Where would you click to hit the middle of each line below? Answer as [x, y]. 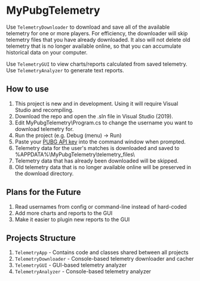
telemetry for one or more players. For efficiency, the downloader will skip [97, 33]
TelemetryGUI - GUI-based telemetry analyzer [71, 265]
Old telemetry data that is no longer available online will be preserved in [103, 167]
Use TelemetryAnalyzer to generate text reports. [65, 70]
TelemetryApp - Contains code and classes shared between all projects [102, 252]
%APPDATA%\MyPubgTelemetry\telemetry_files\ [75, 154]
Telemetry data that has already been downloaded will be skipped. [97, 161]
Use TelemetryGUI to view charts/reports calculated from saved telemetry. [97, 64]
